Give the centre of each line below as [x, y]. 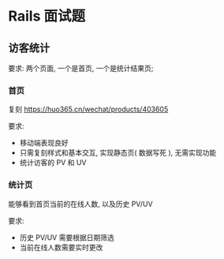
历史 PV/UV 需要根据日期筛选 [67, 237]
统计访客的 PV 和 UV [53, 163]
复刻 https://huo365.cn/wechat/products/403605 [88, 109]
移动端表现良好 [44, 143]
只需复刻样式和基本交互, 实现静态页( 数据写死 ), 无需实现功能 [118, 153]
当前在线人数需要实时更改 [61, 247]
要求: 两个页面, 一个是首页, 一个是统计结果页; [81, 68]
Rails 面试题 [47, 16]
